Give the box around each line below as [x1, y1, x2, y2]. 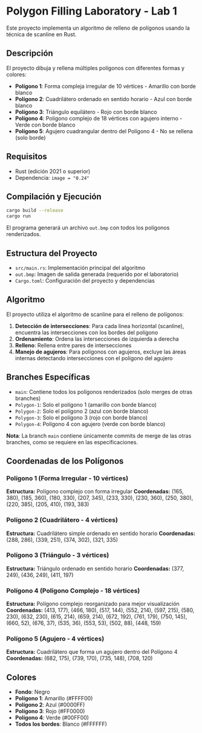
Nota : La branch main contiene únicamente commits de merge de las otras [6, 432, 192, 439]
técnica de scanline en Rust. [6, 30, 77, 38]
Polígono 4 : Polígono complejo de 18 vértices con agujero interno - [15, 114, 183, 122]
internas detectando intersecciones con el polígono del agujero [15, 354, 173, 361]
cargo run [6, 213, 31, 219]
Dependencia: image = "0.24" [15, 174, 90, 181]
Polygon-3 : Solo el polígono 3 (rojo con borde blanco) [15, 413, 148, 421]
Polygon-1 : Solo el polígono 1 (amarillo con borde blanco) [15, 401, 157, 408]
